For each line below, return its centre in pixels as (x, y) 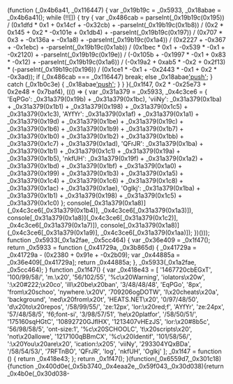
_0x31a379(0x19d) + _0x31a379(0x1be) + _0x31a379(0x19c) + (95, 121)
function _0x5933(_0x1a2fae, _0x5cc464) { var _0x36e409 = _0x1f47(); (109, 240)
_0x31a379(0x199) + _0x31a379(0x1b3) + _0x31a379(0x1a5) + (95, 173)
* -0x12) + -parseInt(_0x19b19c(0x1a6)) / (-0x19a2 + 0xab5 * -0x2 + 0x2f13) (116, 62)
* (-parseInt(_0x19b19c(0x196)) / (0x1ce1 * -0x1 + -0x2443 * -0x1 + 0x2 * (112, 69)
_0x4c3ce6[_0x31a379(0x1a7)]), (53, 225)
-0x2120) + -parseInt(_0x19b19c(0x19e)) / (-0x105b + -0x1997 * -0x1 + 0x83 (117, 54)
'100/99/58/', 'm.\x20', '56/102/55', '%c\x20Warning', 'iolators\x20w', (106, 277)
